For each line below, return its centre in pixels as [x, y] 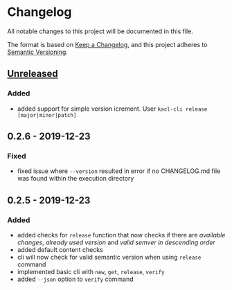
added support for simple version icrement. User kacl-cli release [112, 109]
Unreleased [33, 74]
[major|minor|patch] [47, 115]
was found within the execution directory [75, 179]
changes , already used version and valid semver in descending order [116, 242]
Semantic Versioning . [37, 52]
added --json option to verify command [75, 279]
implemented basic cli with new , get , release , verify [91, 272]
